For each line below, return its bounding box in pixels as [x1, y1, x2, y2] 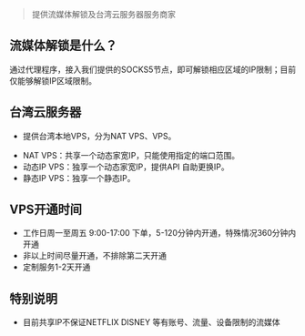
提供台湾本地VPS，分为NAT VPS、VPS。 [22, 130, 177, 141]
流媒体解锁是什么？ [9, 38, 117, 54]
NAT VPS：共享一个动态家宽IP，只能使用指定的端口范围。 [22, 149, 240, 160]
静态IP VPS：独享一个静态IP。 [22, 172, 136, 183]
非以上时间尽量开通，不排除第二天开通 [22, 250, 167, 261]
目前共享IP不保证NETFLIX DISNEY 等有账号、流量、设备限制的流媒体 [22, 317, 280, 328]
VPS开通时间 [9, 202, 83, 218]
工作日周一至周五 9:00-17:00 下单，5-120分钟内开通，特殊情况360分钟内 [22, 228, 297, 239]
